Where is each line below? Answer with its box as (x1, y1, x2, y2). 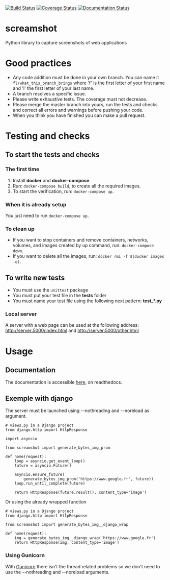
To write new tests (5, 273, 65, 282)
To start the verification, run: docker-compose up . (12, 188, 114, 194)
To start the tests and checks (5, 151, 100, 159)
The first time (5, 166, 40, 173)
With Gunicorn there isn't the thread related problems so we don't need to (5, 563, 160, 569)
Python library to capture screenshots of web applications (5, 39, 127, 45)
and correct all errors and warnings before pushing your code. (12, 107, 144, 113)
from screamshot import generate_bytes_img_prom (5, 445, 110, 450)
